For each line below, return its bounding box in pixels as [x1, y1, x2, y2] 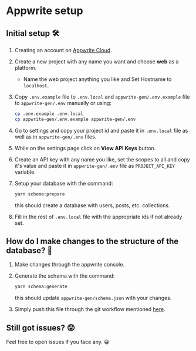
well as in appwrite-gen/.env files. [14, 133, 97, 140]
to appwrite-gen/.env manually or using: [14, 100, 111, 106]
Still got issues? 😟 [6, 323, 75, 333]
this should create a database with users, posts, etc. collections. [14, 201, 170, 209]
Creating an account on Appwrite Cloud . [14, 47, 113, 53]
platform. [14, 65, 37, 71]
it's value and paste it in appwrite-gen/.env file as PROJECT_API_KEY [14, 162, 175, 169]
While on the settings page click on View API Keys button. [14, 144, 156, 151]
